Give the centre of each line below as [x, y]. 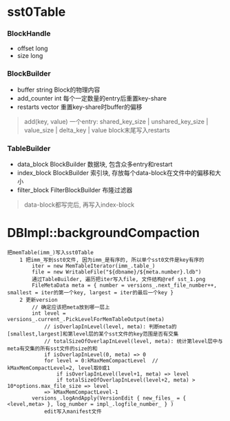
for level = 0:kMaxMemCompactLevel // [101, 361]
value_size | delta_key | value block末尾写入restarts [97, 130]
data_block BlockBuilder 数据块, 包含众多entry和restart [95, 164]
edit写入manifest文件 [73, 412]
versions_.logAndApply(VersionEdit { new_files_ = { [109, 398]
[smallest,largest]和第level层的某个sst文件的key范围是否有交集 [93, 334]
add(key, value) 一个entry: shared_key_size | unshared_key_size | [116, 121]
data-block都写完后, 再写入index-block [79, 205]
